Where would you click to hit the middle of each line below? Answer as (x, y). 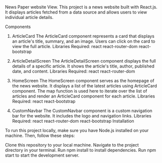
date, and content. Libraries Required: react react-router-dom (73, 71)
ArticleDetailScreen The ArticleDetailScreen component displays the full (84, 61)
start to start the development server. (42, 155)
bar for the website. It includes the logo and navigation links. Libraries (82, 116)
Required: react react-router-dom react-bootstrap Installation (73, 121)
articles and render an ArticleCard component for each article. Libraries (83, 96)
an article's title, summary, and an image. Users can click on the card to (83, 41)
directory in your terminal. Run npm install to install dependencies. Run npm (81, 150)
